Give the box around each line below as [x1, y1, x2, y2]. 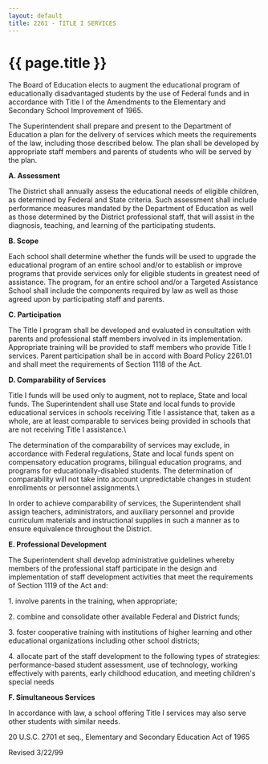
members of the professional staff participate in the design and [8, 563, 217, 574]
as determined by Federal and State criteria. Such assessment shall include [8, 195, 258, 205]
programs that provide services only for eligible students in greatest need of [8, 269, 260, 278]
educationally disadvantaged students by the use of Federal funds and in [8, 89, 250, 99]
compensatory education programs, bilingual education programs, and [8, 457, 242, 467]
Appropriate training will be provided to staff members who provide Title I [8, 343, 251, 352]
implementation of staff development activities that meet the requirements [8, 572, 254, 582]
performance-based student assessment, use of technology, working [8, 660, 238, 670]
